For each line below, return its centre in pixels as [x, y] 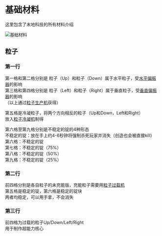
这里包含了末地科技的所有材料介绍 [39, 24]
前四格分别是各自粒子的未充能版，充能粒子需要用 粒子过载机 [65, 185]
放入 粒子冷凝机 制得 [24, 119]
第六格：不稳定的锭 [24, 141]
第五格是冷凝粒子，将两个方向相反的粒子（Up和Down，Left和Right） [74, 113]
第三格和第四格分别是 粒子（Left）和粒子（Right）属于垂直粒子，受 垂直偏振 [81, 90]
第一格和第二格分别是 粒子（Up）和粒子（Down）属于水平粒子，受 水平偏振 [81, 78]
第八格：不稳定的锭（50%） [33, 153]
